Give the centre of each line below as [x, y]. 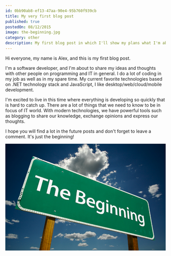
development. [20, 90]
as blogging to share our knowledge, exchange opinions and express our [82, 116]
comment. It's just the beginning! [40, 136]
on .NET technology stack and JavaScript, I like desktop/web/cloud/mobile [83, 84]
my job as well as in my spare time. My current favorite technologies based [84, 79]
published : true [22, 21]
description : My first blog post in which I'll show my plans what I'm [83, 43]
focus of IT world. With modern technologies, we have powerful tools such [83, 110]
